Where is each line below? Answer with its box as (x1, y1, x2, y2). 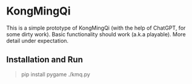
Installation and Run (6, 54, 84, 65)
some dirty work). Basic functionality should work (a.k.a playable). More (6, 30, 186, 37)
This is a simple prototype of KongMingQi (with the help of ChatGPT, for (6, 24, 186, 31)
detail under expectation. (6, 37, 68, 44)
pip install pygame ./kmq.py (21, 71, 91, 78)
